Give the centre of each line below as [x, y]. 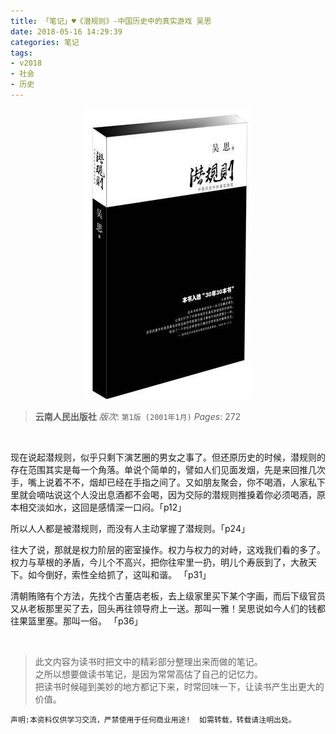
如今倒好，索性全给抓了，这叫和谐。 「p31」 [119, 574]
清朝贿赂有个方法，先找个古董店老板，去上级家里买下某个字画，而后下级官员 [168, 596]
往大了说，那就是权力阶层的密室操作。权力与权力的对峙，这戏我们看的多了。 [168, 549]
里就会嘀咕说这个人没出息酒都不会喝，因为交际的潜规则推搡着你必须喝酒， [163, 494]
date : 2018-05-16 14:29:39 [66, 31]
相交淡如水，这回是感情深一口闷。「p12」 [102, 507]
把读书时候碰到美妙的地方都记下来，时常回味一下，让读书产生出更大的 [179, 686]
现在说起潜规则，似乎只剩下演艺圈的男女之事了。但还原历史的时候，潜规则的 [168, 457]
